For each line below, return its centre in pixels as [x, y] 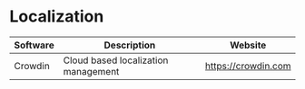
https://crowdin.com [248, 66]
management [91, 71]
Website [248, 45]
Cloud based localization [116, 60]
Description [130, 45]
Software [34, 45]
